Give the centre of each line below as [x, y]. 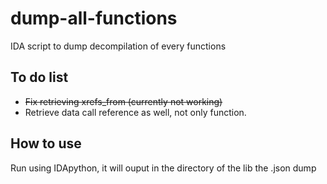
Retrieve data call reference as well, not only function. [135, 112]
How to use [46, 143]
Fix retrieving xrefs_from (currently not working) [123, 101]
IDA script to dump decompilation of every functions [118, 46]
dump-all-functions [94, 18]
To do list [39, 77]
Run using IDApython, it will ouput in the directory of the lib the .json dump [163, 168]
